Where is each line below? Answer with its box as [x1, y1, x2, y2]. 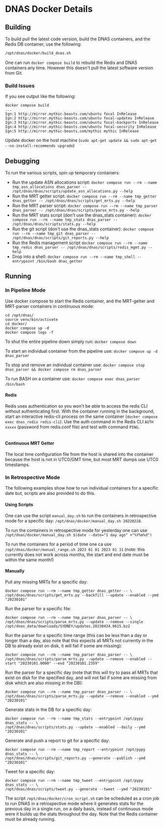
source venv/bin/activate [5, 317, 58, 322]
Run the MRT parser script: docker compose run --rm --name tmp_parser [12, 202, 158, 208]
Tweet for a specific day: [5, 769, 55, 774]
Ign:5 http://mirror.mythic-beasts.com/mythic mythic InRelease [5, 129, 139, 134]
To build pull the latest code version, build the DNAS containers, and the [5, 36, 150, 42]
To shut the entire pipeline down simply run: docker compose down [5, 338, 137, 344]
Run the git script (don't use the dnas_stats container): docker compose [12, 226, 154, 232]
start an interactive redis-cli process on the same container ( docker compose [5, 413, 158, 419]
